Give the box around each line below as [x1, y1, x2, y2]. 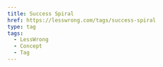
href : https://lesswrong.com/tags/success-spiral [7, 17, 157, 24]
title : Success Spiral [7, 10, 74, 17]
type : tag [7, 23, 37, 30]
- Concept [13, 43, 42, 50]
